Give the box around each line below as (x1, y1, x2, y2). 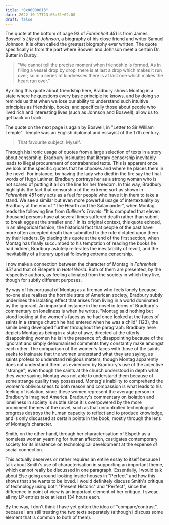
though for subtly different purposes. (5, 277, 82, 283)
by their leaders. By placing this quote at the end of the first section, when (5, 235, 159, 241)
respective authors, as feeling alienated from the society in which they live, (5, 272, 161, 278)
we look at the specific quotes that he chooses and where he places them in (5, 165, 164, 172)
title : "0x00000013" (5, 7, 49, 13)
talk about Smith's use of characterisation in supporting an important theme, (5, 462, 164, 468)
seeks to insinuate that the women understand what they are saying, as (5, 351, 153, 357)
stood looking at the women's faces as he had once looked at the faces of (5, 313, 159, 320)
